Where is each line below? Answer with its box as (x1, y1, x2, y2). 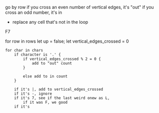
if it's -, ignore (14, 91, 52, 96)
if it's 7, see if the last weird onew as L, (14, 96, 110, 101)
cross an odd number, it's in (5, 9, 62, 15)
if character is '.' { (14, 52, 61, 57)
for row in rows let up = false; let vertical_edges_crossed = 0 (5, 38, 129, 44)
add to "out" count (31, 61, 72, 66)
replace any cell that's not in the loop (12, 19, 88, 25)
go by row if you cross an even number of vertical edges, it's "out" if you (5, 4, 154, 10)
